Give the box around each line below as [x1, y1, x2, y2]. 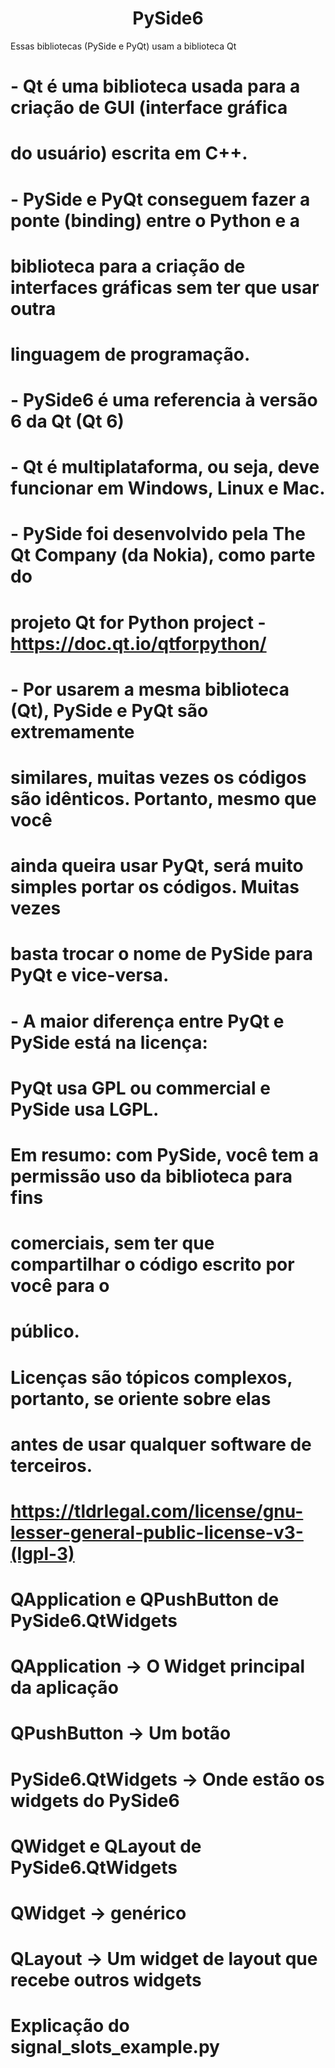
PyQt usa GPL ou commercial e [10, 1077, 271, 1099]
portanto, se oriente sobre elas [10, 1387, 272, 1410]
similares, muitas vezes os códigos [10, 767, 307, 789]
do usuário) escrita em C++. [10, 142, 248, 165]
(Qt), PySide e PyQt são [10, 699, 209, 722]
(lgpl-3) [10, 1542, 75, 1565]
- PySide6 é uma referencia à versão [10, 389, 318, 412]
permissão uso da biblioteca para [10, 1165, 293, 1187]
